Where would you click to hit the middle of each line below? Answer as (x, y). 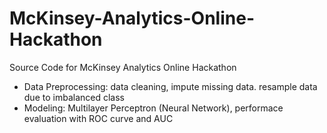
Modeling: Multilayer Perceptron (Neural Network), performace (153, 108)
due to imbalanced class (74, 97)
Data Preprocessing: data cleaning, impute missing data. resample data (170, 86)
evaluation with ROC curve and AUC (98, 118)
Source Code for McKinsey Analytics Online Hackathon (123, 67)
